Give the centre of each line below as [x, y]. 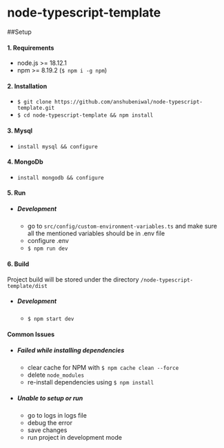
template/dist [28, 286]
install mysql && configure [57, 146]
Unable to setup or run [50, 398]
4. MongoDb [25, 162]
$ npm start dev [51, 319]
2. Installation [27, 86]
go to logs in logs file [57, 416]
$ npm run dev [48, 249]
